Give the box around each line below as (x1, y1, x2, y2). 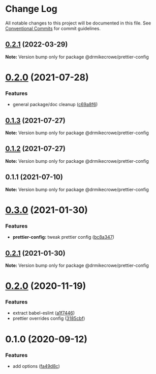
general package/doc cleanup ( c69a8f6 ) (12, 102, 98, 108)
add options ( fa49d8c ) (12, 363, 60, 369)
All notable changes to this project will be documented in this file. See (5, 20, 151, 26)
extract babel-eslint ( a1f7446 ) (12, 310, 75, 316)
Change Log (5, 3, 57, 15)
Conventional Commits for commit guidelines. (5, 25, 101, 31)
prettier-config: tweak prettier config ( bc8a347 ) (12, 234, 114, 240)
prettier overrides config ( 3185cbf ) (12, 315, 85, 321)
